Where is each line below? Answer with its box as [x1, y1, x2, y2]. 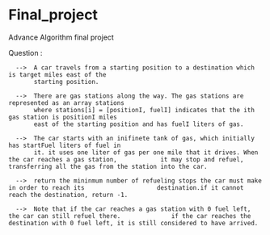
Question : [8, 48, 43, 57]
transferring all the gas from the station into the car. [8, 162, 208, 170]
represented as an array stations [8, 99, 125, 107]
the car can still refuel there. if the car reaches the [8, 212, 251, 220]
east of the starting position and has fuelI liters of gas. [33, 120, 244, 128]
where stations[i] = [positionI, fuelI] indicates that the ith [33, 106, 255, 114]
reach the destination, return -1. [8, 191, 129, 199]
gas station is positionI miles [8, 113, 117, 121]
